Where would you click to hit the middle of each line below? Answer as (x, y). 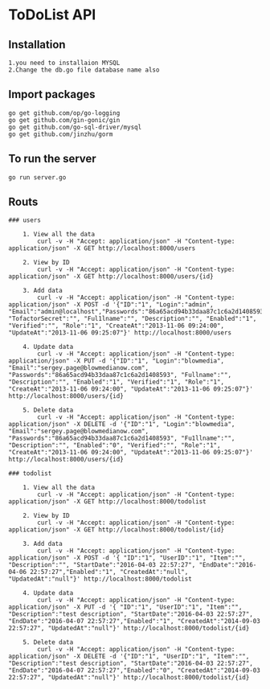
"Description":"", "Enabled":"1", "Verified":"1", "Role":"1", (117, 382)
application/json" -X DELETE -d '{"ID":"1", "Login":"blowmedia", (122, 424)
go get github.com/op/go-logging (64, 113)
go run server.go (37, 177)
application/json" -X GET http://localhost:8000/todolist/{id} (117, 530)
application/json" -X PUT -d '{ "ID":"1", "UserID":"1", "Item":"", (125, 607)
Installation (37, 45)
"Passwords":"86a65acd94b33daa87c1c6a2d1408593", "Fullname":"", (120, 375)
